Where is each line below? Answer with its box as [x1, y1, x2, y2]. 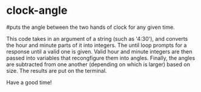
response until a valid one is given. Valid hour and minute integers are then [6, 48, 193, 55]
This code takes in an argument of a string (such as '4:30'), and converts [6, 35, 188, 42]
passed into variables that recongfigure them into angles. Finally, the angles [6, 54, 196, 61]
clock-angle [6, 4, 68, 17]
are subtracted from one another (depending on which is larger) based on [6, 61, 191, 68]
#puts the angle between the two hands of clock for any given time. [6, 23, 175, 31]
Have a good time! [6, 79, 52, 86]
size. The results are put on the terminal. [6, 67, 107, 74]
